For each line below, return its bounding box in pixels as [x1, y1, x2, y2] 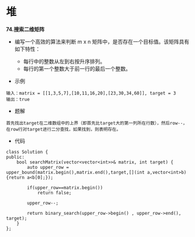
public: [6, 154, 25, 160]
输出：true [6, 96, 30, 102]
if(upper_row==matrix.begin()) [27, 184, 103, 190]
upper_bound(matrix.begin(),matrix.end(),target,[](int [6, 169, 145, 175]
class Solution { [6, 149, 48, 155]
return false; [37, 190, 72, 196]
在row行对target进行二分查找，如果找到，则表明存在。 [6, 126, 121, 132]
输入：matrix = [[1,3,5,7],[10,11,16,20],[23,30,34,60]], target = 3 [6, 90, 176, 96]
